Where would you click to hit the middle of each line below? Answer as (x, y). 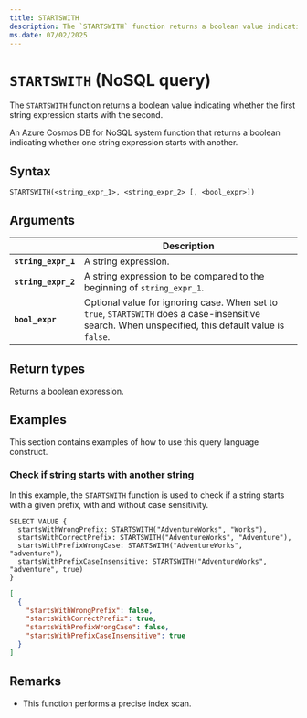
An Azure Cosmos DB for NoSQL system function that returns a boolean (145, 132)
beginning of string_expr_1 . (144, 287)
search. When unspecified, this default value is (184, 325)
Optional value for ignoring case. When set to (181, 302)
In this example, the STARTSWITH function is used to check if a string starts (147, 495)
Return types (47, 370)
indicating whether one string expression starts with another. (124, 143)
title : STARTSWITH (44, 18)
